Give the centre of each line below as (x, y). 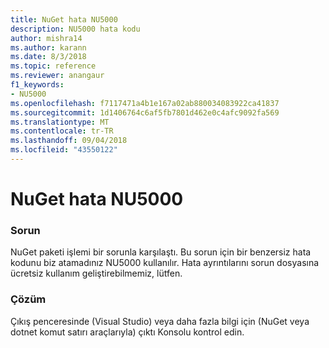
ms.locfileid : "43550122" (64, 150)
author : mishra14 (46, 38)
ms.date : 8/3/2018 (48, 57)
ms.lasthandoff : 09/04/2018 (69, 141)
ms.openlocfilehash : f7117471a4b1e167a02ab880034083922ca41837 (145, 103)
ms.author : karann (48, 47)
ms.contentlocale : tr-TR (62, 131)
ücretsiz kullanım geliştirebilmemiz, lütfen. (96, 273)
